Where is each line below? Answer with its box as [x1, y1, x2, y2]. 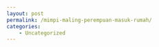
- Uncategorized [19, 29, 66, 37]
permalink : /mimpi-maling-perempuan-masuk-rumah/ [6, 17, 153, 23]
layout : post [6, 10, 44, 17]
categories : [6, 23, 41, 30]
